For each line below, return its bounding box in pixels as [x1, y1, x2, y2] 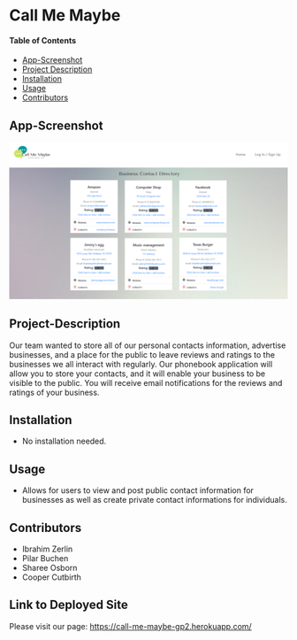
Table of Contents [9, 35, 77, 45]
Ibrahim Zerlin [21, 544, 73, 554]
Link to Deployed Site [9, 598, 128, 613]
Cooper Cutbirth [21, 572, 82, 582]
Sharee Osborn [21, 562, 78, 573]
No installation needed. [21, 436, 107, 447]
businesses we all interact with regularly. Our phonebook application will [9, 359, 273, 369]
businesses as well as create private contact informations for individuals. [21, 495, 287, 505]
